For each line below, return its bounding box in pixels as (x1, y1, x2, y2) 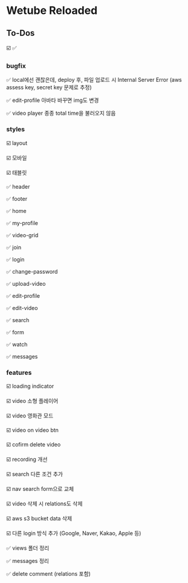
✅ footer (6, 195, 28, 202)
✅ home (6, 207, 27, 214)
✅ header (6, 183, 30, 190)
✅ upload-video (6, 280, 46, 287)
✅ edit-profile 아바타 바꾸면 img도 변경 (6, 96, 99, 104)
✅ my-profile (6, 219, 38, 226)
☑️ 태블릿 (6, 169, 27, 176)
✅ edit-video (6, 304, 38, 311)
